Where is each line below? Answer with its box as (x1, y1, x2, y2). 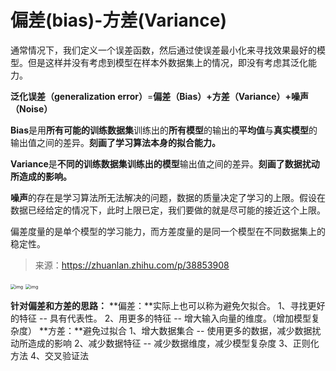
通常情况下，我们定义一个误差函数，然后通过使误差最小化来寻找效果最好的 (10, 44, 317, 56)
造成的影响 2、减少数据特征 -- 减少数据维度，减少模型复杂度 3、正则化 (27, 337, 320, 349)
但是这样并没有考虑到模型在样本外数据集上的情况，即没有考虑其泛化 (27, 56, 308, 68)
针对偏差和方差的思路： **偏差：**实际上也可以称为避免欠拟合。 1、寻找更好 (10, 299, 326, 311)
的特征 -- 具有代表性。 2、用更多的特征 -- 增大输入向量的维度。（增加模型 (10, 312, 312, 324)
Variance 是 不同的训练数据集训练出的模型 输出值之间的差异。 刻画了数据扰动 (10, 157, 320, 170)
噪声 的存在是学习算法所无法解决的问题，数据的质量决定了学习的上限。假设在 (10, 191, 326, 203)
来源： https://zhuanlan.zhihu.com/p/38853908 (34, 259, 230, 271)
